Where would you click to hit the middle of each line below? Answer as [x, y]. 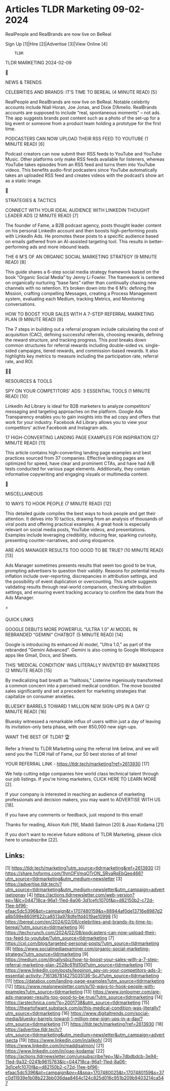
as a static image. [24, 180]
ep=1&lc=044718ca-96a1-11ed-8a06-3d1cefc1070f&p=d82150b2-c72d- [80, 900]
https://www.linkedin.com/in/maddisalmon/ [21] [55, 1045]
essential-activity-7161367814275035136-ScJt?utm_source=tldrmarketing [82, 976]
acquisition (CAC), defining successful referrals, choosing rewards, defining [84, 334]
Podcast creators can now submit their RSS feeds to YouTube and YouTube [83, 153]
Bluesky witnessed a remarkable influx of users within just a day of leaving [83, 721]
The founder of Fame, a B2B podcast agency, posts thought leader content [83, 225]
